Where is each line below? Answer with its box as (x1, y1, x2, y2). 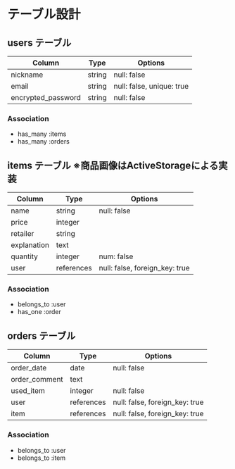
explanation (11, 240, 49, 250)
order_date (11, 363, 47, 373)
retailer (11, 229, 34, 239)
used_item (11, 386, 46, 396)
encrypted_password (11, 93, 81, 102)
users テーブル (7, 37, 72, 49)
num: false (99, 251, 134, 261)
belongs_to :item (17, 454, 66, 462)
